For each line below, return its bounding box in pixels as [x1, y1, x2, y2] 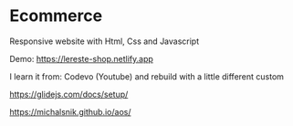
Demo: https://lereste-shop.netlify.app [9, 53, 153, 64]
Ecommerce [9, 5, 103, 26]
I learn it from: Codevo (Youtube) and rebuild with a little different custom [9, 70, 285, 82]
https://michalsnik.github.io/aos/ [9, 106, 131, 117]
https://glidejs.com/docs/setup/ [9, 89, 129, 100]
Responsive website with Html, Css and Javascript [9, 36, 200, 47]
